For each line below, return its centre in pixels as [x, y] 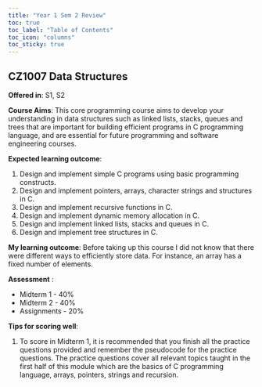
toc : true [24, 23]
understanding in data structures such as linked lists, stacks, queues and [126, 118]
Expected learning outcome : [55, 158]
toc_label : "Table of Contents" [61, 30]
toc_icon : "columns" [42, 37]
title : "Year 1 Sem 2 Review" [57, 15]
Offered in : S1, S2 [36, 95]
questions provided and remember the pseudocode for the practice [128, 349]
